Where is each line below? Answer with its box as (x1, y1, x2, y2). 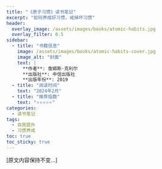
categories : (6, 105, 36, 111)
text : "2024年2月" (17, 88, 62, 94)
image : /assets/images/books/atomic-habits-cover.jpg (17, 49, 156, 55)
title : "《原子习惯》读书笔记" (6, 9, 76, 15)
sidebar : (6, 37, 29, 43)
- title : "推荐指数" (12, 94, 60, 100)
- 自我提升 (12, 122, 36, 128)
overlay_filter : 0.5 (12, 32, 64, 38)
